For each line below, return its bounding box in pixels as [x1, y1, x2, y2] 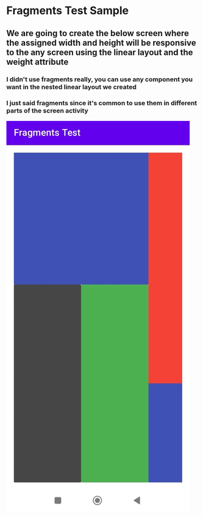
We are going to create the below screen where [6, 28, 190, 38]
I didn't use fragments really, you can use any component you [6, 75, 193, 83]
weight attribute [6, 56, 69, 67]
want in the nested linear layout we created [6, 82, 137, 91]
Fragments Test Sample [6, 4, 129, 18]
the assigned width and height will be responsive [6, 37, 196, 48]
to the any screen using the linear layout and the [6, 47, 193, 57]
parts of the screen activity [6, 106, 88, 115]
